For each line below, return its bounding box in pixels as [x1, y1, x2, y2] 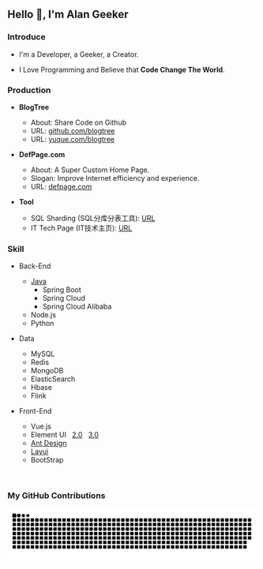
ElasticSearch [30, 374, 76, 384]
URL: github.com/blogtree [30, 125, 115, 135]
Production [7, 84, 51, 95]
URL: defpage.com [30, 182, 92, 191]
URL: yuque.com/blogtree [30, 134, 115, 144]
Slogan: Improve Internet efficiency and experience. [30, 173, 200, 182]
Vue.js [30, 421, 52, 431]
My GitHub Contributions [7, 490, 106, 501]
